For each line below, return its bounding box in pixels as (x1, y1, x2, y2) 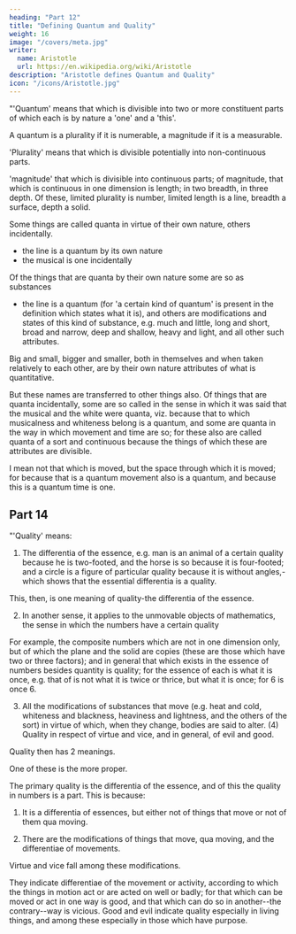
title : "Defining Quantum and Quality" (9, 21, 156, 30)
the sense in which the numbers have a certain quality (21, 620, 219, 630)
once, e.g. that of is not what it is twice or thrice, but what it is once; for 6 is (9, 675, 285, 685)
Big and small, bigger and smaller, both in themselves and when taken (9, 353, 263, 364)
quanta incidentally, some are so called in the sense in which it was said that (9, 398, 287, 409)
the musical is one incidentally (21, 254, 133, 266)
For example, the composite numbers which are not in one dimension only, (9, 637, 281, 647)
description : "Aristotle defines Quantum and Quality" (9, 71, 216, 80)
